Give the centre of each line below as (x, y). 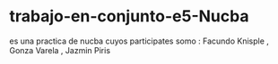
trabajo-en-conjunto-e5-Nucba (129, 16)
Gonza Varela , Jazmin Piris (60, 50)
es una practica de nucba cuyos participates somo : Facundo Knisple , (139, 41)
